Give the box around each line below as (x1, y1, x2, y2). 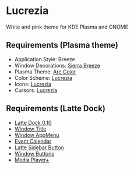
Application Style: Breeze (14, 55, 76, 62)
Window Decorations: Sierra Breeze (14, 62, 101, 69)
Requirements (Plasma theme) (6, 40, 118, 50)
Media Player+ (14, 156, 50, 163)
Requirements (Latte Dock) (6, 104, 106, 114)
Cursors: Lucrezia (14, 86, 58, 94)
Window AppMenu (14, 131, 59, 138)
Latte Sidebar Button (14, 144, 64, 151)
